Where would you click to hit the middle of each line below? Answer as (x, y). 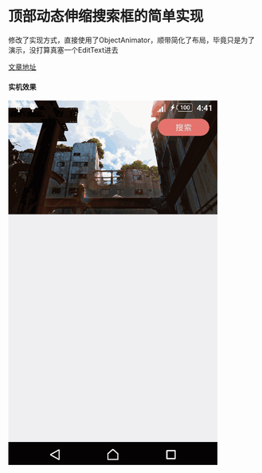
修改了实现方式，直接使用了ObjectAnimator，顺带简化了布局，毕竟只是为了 (131, 40)
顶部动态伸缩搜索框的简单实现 (106, 16)
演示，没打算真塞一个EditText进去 (63, 49)
